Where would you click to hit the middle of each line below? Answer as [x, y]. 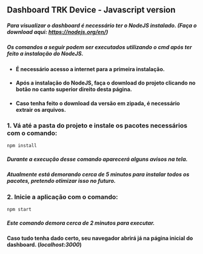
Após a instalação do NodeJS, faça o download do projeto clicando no [105, 83]
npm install [22, 146]
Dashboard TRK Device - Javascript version [91, 10]
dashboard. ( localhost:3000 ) [45, 244]
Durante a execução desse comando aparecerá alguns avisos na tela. [97, 159]
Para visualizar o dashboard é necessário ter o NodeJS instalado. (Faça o [102, 25]
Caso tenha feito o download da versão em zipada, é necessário [98, 103]
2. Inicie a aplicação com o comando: [62, 197]
